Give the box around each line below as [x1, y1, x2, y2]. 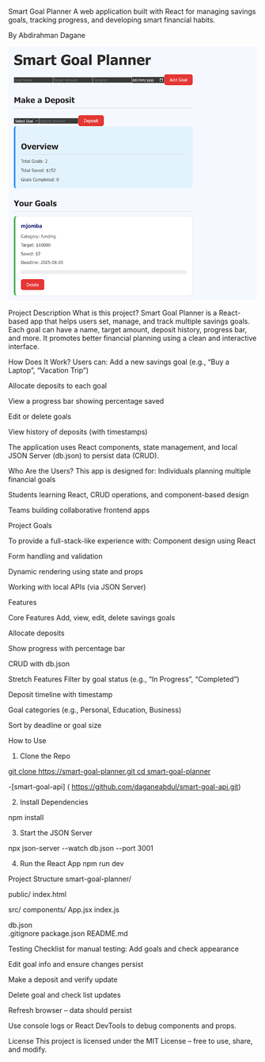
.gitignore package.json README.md [8, 929, 128, 938]
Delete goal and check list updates [8, 991, 121, 999]
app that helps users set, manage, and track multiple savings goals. [30, 316, 251, 326]
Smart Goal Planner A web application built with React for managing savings [8, 7, 256, 16]
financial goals [8, 475, 56, 484]
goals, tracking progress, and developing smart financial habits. [8, 15, 216, 25]
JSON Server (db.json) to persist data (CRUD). [8, 451, 160, 460]
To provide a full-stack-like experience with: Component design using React [8, 536, 256, 546]
